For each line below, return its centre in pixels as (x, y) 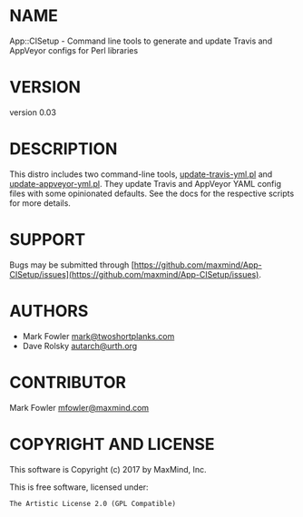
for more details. (40, 203)
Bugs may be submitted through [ (72, 265)
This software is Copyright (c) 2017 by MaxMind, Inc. (108, 469)
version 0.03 (33, 112)
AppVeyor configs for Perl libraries (74, 50)
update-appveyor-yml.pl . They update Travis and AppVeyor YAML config (146, 183)
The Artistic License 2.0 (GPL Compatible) (93, 503)
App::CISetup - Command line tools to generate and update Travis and (141, 41)
